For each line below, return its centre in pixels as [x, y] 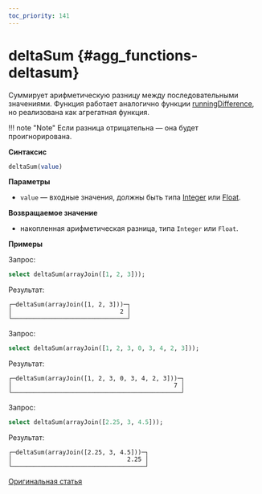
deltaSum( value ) [35, 167]
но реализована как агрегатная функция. [79, 112]
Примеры [25, 244]
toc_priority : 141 [39, 16]
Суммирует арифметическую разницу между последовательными [123, 95]
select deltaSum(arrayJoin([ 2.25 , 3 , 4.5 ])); [86, 422]
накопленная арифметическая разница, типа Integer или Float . [129, 228]
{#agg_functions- [137, 55]
